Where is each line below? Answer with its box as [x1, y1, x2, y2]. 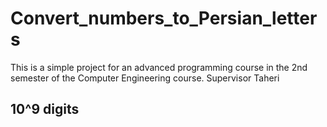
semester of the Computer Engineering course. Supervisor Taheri [10, 72, 280, 84]
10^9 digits [10, 101, 80, 118]
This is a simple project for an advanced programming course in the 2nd [10, 61, 308, 73]
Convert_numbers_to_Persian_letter [10, 7, 318, 30]
